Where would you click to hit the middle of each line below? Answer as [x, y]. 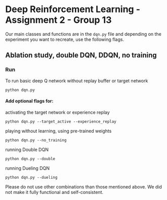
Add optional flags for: [29, 101]
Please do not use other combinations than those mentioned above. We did [83, 187]
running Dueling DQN [27, 168]
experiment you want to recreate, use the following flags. [65, 39]
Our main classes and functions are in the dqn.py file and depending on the [83, 34]
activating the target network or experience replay [57, 112]
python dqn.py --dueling [31, 177]
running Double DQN [27, 149]
